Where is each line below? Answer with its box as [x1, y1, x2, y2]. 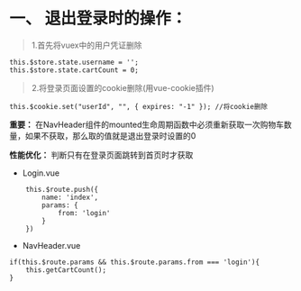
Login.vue [22, 168, 60, 178]
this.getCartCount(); [25, 265, 106, 275]
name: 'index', [41, 193, 99, 202]
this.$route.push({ [25, 185, 99, 194]
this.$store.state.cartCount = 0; [9, 65, 140, 75]
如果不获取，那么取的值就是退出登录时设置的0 [24, 130, 196, 141]
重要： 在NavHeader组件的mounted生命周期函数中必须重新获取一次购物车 [9, 119, 285, 130]
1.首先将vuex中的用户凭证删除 [31, 40, 142, 50]
